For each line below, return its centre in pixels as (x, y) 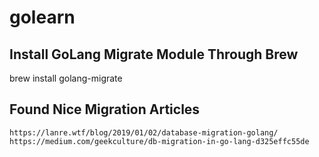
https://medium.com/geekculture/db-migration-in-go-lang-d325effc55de (159, 141)
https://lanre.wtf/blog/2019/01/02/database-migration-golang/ (144, 132)
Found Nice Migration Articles (105, 109)
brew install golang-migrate (66, 78)
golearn (42, 17)
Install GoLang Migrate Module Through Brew (154, 54)
